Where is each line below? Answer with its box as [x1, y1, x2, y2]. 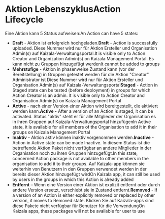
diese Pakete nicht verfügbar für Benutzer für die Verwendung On [12, 203, 145, 209]
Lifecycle [5, 14, 43, 25]
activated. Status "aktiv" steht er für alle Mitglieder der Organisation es [12, 113, 156, 119]
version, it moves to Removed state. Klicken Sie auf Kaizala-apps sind [12, 197, 154, 203]
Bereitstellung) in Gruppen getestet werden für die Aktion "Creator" [12, 71, 149, 77]
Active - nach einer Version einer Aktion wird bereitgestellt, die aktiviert [12, 103, 158, 109]
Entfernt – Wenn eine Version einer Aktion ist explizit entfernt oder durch [12, 181, 160, 187]
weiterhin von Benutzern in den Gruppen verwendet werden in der [12, 166, 147, 172]
